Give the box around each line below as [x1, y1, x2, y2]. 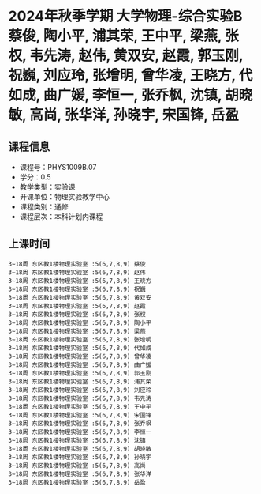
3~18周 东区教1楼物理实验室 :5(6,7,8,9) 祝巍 [8, 285, 146, 293]
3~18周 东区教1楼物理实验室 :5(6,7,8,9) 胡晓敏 [8, 444, 152, 453]
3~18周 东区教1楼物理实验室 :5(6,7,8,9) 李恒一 [8, 428, 152, 436]
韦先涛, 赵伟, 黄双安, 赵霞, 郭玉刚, [29, 47, 244, 65]
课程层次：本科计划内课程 [19, 212, 103, 221]
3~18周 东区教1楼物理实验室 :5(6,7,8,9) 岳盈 [8, 478, 146, 486]
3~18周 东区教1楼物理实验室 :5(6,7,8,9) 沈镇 [8, 436, 146, 444]
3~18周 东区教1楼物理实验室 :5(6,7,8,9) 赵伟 [8, 268, 146, 277]
